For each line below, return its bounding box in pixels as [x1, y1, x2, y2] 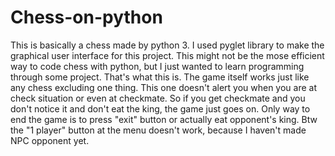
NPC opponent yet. [10, 134, 90, 146]
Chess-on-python [10, 6, 163, 29]
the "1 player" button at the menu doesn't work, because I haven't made [10, 124, 307, 136]
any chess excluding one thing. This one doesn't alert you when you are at [10, 81, 318, 93]
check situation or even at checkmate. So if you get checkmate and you [10, 92, 306, 104]
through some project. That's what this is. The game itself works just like [10, 71, 310, 83]
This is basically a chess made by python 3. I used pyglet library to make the [10, 39, 325, 51]
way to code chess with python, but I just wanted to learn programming [10, 60, 305, 72]
